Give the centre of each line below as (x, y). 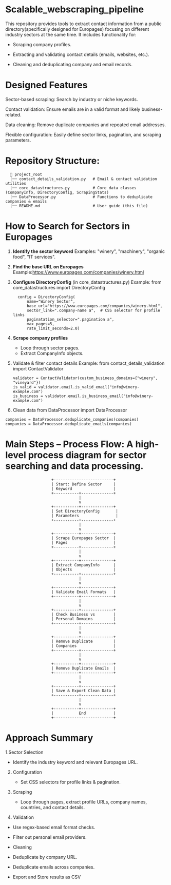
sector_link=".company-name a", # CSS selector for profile (93, 310)
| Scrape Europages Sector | (83, 538)
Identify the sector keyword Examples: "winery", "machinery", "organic (89, 251)
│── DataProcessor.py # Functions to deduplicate (81, 197)
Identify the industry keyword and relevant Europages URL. (75, 762)
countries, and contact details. (53, 807)
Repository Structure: (53, 161)
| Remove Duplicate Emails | (83, 668)
